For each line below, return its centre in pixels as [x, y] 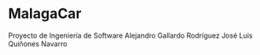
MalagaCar [45, 14]
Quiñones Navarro [38, 43]
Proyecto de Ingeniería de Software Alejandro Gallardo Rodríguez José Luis [130, 35]
